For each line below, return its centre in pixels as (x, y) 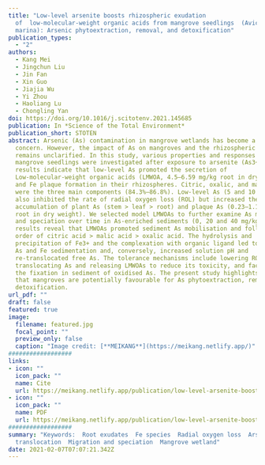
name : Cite (33, 383)
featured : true (33, 309)
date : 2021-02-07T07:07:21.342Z (61, 449)
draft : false (30, 302)
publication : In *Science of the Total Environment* (97, 126)
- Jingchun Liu (40, 67)
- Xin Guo (31, 81)
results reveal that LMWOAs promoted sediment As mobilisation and (129, 229)
